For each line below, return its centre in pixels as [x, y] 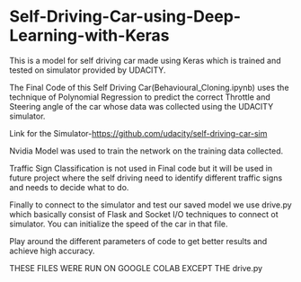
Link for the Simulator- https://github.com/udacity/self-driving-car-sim [138, 133]
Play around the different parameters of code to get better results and [138, 241]
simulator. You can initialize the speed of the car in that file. [119, 224]
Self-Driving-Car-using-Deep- [125, 17]
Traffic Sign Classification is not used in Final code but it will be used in [141, 168]
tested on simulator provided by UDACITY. [88, 70]
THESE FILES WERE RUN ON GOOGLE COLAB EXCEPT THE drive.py [136, 268]
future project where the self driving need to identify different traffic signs [146, 178]
